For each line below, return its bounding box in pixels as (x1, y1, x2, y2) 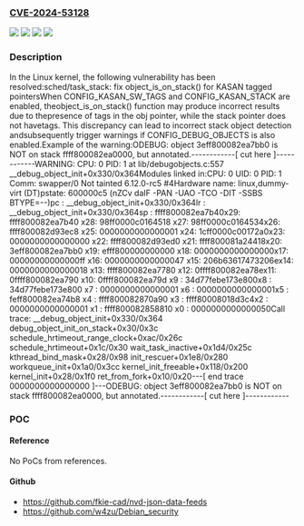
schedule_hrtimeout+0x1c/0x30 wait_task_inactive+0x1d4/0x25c (9, 342, 252, 352)
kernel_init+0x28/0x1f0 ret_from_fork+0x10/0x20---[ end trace (9, 371, 244, 382)
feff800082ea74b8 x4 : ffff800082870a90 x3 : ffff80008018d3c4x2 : (9, 293, 269, 304)
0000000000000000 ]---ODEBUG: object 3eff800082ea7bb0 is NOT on (9, 380, 283, 392)
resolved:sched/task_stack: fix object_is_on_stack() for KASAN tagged (9, 81, 272, 92)
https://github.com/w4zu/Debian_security (22, 506, 179, 517)
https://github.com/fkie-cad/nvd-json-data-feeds (22, 496, 208, 507)
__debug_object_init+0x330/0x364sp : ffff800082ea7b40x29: (9, 206, 241, 217)
